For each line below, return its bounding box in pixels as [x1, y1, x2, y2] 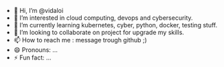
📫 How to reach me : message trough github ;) [13, 36, 148, 44]
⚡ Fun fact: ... [13, 53, 52, 62]
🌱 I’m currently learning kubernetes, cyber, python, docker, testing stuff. [13, 21, 218, 29]
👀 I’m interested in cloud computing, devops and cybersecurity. [13, 14, 194, 22]
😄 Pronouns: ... [13, 46, 58, 54]
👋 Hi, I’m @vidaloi [13, 7, 64, 14]
